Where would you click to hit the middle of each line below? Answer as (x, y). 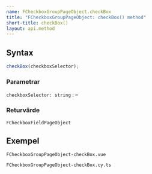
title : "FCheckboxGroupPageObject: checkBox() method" (76, 17)
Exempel (23, 141)
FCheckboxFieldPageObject (38, 123)
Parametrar (23, 81)
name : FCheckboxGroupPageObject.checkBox (59, 12)
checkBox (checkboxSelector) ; (43, 66)
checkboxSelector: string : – (42, 95)
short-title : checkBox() (37, 23)
